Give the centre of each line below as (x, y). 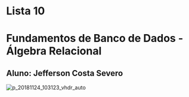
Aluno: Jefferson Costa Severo (65, 73)
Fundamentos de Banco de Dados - (95, 39)
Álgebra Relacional (54, 51)
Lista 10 (26, 11)
